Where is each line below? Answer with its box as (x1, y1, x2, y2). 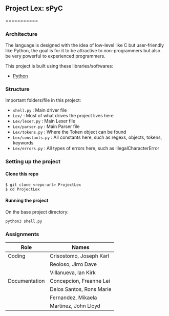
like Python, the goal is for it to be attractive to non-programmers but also (5, 48, 160, 54)
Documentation (8, 278, 45, 285)
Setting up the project (5, 158, 60, 165)
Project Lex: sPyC (5, 4, 63, 13)
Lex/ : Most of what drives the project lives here (12, 113, 114, 119)
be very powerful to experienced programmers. (5, 53, 106, 59)
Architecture (5, 30, 38, 37)
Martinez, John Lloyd (50, 302, 101, 309)
